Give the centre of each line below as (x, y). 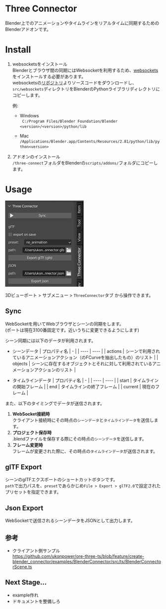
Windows (29, 115)
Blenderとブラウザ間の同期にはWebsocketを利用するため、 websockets (85, 70)
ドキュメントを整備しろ (36, 601)
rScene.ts (22, 567)
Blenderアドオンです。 (28, 29)
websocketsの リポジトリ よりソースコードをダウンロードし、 (74, 83)
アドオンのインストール (36, 157)
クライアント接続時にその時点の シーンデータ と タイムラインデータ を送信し (83, 420)
